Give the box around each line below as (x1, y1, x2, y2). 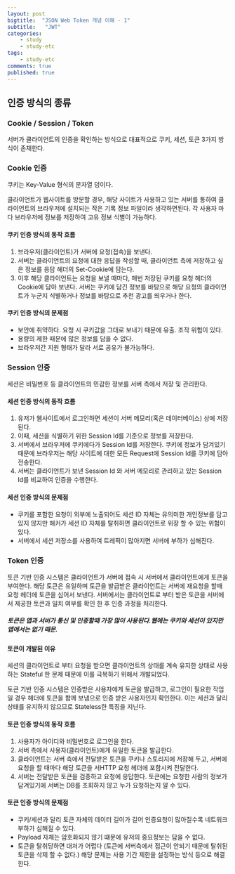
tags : (7, 50, 23, 57)
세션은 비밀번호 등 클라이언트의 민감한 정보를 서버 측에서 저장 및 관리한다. (7, 380, 208, 389)
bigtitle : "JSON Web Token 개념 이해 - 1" (7, 17, 131, 24)
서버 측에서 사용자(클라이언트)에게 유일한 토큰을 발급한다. (17, 745, 174, 754)
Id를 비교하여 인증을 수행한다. (17, 476, 98, 484)
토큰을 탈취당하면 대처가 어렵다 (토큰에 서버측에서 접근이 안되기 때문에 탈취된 (17, 841, 228, 850)
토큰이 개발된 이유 (7, 644, 56, 653)
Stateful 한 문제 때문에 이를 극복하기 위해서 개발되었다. (20, 670, 170, 679)
